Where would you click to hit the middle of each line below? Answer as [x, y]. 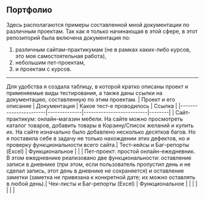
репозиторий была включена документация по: [69, 37]
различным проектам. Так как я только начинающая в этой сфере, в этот [102, 31]
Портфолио [29, 10]
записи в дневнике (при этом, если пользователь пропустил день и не [99, 164]
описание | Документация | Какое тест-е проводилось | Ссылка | [92, 105]
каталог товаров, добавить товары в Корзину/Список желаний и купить [100, 125]
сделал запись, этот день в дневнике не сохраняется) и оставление [95, 171]
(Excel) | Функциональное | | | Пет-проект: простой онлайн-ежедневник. [101, 151]
